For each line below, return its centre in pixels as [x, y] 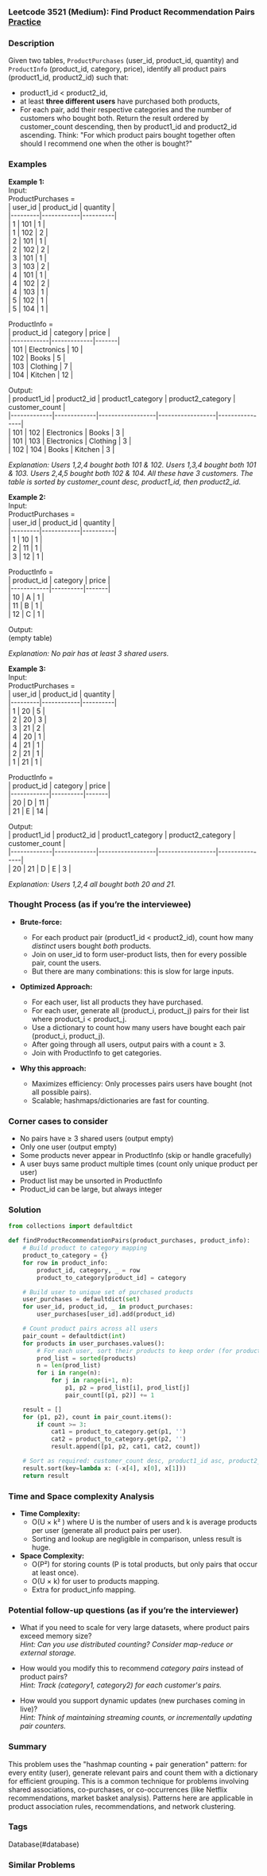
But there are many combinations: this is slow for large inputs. [133, 971]
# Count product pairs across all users [90, 1329]
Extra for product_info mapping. [84, 1589]
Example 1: [27, 181]
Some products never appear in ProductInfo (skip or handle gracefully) [135, 1156]
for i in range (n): [69, 1373]
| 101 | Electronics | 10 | [46, 349]
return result [46, 1476]
